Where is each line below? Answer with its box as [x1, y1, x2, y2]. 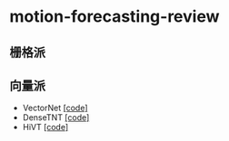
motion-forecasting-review [9, 6, 220, 27]
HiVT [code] [22, 122, 69, 133]
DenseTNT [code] [22, 112, 90, 123]
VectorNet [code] [22, 102, 88, 114]
